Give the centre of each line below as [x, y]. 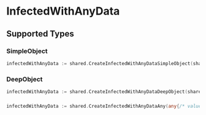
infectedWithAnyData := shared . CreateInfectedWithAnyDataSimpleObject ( [100, 63]
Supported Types [40, 34]
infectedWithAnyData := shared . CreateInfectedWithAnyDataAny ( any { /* [96, 106]
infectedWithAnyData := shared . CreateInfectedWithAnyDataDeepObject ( [97, 92]
